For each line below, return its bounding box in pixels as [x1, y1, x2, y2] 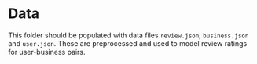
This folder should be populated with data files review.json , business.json [8, 30, 249, 40]
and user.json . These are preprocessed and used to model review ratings [8, 38, 248, 48]
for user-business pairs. [8, 47, 86, 56]
